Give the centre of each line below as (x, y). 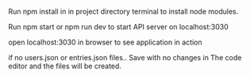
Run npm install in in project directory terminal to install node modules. (123, 12)
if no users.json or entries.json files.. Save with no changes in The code (125, 58)
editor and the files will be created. (65, 66)
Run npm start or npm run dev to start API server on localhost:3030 (118, 27)
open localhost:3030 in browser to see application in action (105, 42)
